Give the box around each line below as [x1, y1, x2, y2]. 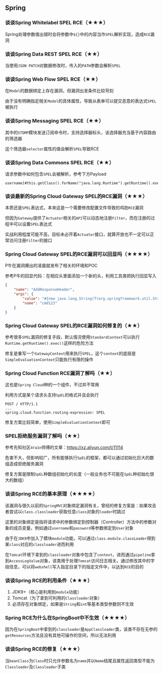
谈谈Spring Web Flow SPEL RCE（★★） [5, 76, 101, 82]
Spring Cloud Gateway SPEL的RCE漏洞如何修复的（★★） [5, 322, 143, 329]
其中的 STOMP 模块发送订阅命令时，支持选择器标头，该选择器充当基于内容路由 [5, 129, 156, 135]
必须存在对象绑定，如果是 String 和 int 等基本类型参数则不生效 [12, 601, 134, 607]
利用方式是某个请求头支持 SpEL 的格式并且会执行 [5, 392, 99, 398]
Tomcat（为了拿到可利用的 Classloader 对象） [12, 595, 102, 601]
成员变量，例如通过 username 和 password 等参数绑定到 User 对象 [13, 525, 134, 530]
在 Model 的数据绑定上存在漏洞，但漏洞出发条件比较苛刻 [5, 88, 114, 94]
